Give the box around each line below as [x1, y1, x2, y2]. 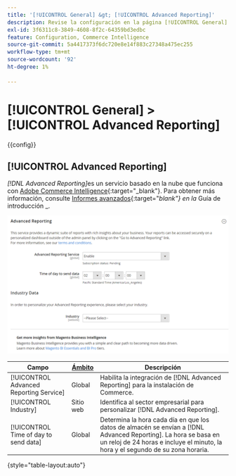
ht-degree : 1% [7, 63, 49, 70]
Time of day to [10, 430, 53, 439]
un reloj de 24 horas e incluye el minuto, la [100, 437, 223, 446]
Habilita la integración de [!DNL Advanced [100, 373, 221, 382]
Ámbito [71, 363, 94, 371]
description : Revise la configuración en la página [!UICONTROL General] [7, 18, 228, 26]
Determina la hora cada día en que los [100, 415, 209, 424]
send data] [10, 437, 42, 446]
